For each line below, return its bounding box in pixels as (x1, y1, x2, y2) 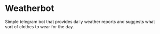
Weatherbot (5, 3, 55, 14)
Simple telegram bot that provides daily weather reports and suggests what (5, 19, 155, 24)
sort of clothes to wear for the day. (5, 23, 74, 29)
